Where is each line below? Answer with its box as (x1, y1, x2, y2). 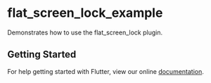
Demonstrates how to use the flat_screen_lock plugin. (7, 28, 163, 37)
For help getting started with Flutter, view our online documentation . (7, 67, 204, 75)
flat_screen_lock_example (7, 5, 163, 21)
